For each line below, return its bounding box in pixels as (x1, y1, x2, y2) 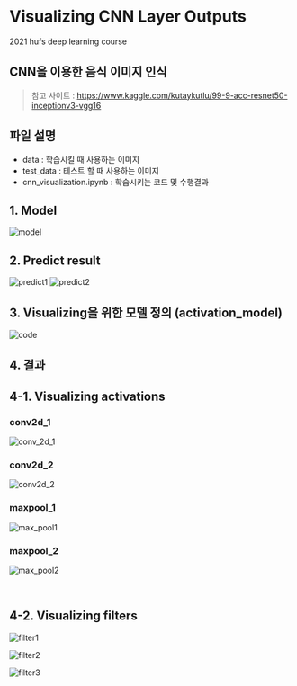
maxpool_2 (9, 544, 59, 557)
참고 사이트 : (31, 90, 76, 101)
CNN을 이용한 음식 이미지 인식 (9, 65, 167, 80)
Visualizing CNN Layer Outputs (9, 6, 247, 27)
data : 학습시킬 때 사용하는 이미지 (22, 154, 140, 165)
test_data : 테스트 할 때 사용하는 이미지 (22, 165, 159, 176)
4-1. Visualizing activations (9, 388, 166, 404)
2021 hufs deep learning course (9, 36, 128, 47)
